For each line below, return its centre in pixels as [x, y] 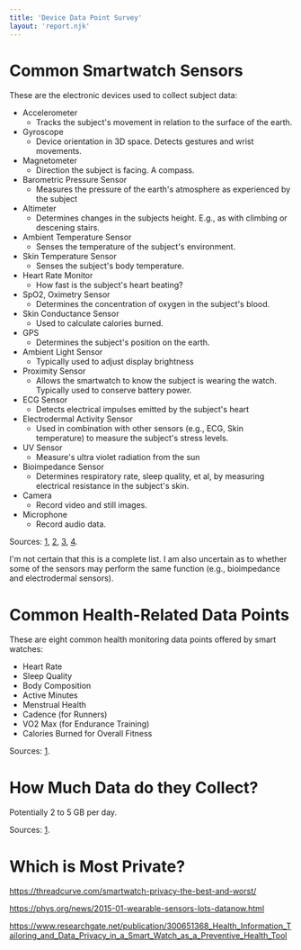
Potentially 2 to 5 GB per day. [63, 812]
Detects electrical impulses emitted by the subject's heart [142, 410]
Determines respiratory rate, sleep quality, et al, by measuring [150, 476]
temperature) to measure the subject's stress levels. [132, 439]
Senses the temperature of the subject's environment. [136, 247]
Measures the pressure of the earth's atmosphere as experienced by [163, 189]
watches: [26, 649]
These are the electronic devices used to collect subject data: [124, 95]
